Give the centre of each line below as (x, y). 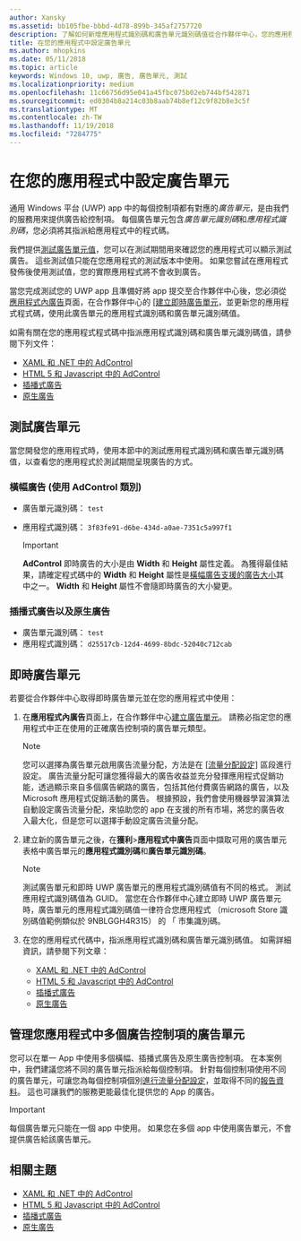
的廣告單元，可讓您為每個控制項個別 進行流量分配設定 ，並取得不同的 (135, 1080)
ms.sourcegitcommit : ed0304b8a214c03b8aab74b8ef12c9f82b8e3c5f (130, 101)
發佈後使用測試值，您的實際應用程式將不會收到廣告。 (107, 271)
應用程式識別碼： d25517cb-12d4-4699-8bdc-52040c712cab (127, 644)
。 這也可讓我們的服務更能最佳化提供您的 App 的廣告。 (118, 1091)
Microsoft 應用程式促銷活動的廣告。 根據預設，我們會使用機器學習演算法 (156, 798)
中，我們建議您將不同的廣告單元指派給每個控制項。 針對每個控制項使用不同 (148, 1069)
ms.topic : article (43, 68)
